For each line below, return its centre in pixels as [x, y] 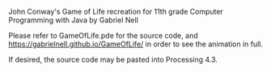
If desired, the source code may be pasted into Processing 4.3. [113, 60]
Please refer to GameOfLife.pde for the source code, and [103, 36]
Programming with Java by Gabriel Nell [74, 20]
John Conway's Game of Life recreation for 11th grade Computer [116, 12]
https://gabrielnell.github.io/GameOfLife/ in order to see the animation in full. [136, 44]
